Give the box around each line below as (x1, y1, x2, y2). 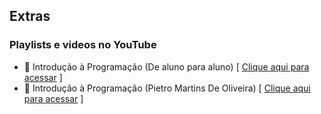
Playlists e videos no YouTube (9, 38, 157, 52)
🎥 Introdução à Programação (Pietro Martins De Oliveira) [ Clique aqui (23, 82, 311, 94)
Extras (9, 8, 51, 25)
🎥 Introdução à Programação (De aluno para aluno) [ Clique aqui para (23, 60, 310, 73)
